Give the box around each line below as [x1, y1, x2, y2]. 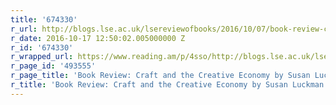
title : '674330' [10, 14, 78, 25]
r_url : [10, 24, 38, 34]
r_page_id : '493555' [10, 61, 97, 71]
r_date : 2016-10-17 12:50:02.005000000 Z [10, 33, 186, 43]
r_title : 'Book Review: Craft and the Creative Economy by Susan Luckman [10, 80, 325, 90]
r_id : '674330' [10, 42, 74, 53]
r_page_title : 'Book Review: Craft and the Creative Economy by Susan [10, 71, 311, 81]
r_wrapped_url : [10, 52, 74, 62]
